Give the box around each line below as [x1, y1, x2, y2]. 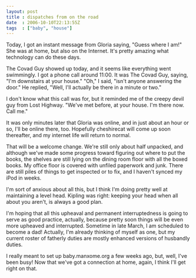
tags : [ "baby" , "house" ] [6, 25, 72, 31]
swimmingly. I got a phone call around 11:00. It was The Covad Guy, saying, [6, 71, 188, 78]
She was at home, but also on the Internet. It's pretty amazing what [6, 48, 169, 55]
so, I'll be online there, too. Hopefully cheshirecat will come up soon [6, 125, 171, 133]
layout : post [6, 8, 38, 15]
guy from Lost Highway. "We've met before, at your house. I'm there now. [6, 101, 184, 109]
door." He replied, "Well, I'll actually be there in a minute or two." [6, 84, 162, 91]
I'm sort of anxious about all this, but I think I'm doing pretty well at [6, 186, 168, 193]
